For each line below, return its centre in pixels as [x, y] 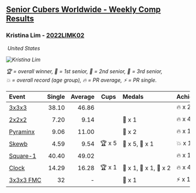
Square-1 [23, 156]
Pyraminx [22, 132]
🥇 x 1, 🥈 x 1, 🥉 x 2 [146, 168]
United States [24, 48]
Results [20, 19]
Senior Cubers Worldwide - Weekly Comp [83, 10]
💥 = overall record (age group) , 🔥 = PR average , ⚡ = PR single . [81, 80]
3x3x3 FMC [25, 180]
